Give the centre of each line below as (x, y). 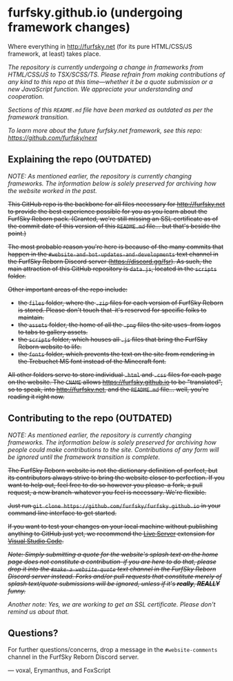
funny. (17, 591)
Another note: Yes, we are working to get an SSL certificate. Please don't (112, 604)
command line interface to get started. (62, 513)
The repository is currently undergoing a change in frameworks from (106, 67)
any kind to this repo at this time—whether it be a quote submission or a (110, 81)
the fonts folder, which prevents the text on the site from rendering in (116, 354)
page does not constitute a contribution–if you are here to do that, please (112, 561)
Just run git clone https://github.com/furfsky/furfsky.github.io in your (114, 505)
